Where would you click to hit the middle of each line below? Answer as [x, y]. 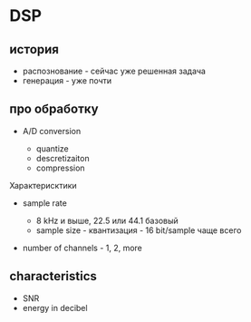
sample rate [45, 203]
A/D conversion [52, 131]
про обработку [54, 109]
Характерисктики [43, 185]
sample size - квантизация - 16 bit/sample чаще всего [139, 230]
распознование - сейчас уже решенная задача [114, 71]
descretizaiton [63, 158]
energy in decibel [55, 307]
